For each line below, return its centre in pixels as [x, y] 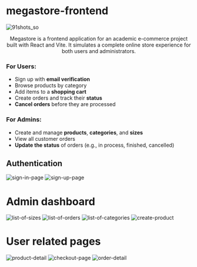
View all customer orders [45, 139]
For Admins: [24, 120]
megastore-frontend [57, 11]
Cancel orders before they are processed [65, 104]
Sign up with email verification [52, 79]
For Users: [21, 66]
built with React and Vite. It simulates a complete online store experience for [99, 45]
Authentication [34, 163]
